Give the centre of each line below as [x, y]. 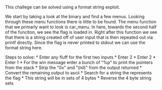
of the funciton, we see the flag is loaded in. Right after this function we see [81, 32]
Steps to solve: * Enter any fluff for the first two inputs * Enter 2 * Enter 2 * [81, 57]
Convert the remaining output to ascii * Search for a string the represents [79, 73]
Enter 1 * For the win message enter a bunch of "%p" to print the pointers [79, 62]
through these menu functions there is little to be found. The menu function [81, 22]
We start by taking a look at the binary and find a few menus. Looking [75, 16]
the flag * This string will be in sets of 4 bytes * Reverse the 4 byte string [78, 78]
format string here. [24, 48]
